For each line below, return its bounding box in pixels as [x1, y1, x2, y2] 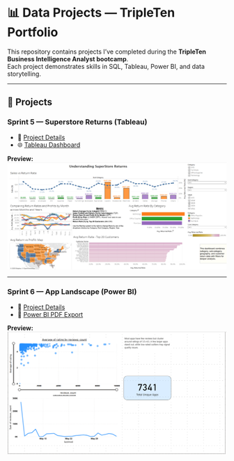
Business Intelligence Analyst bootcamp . [7, 54, 129, 63]
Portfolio [7, 24, 58, 40]
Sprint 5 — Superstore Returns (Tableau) [7, 117, 148, 127]
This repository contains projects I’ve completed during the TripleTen [7, 47, 207, 56]
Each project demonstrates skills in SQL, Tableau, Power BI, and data [7, 62, 205, 70]
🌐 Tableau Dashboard [17, 140, 81, 149]
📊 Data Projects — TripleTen [7, 5, 175, 21]
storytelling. [7, 70, 42, 78]
